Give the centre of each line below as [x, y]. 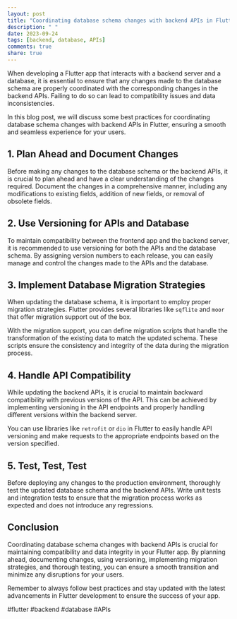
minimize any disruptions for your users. [66, 574]
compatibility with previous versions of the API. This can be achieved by [112, 400]
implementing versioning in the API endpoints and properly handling [106, 407]
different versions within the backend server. [72, 415]
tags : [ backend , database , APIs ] [56, 40]
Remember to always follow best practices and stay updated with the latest [116, 588]
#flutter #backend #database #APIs [59, 609]
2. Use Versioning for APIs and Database [98, 223]
